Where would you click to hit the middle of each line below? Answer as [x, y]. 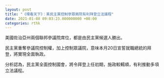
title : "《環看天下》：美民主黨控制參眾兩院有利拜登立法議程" [59, 14]
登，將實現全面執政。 [26, 54]
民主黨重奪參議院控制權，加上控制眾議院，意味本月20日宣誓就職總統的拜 [78, 48]
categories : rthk [23, 23]
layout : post [18, 10]
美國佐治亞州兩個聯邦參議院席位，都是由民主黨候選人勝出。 [65, 38]
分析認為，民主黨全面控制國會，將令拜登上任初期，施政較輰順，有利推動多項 [82, 64]
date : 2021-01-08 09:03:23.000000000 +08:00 [51, 19]
